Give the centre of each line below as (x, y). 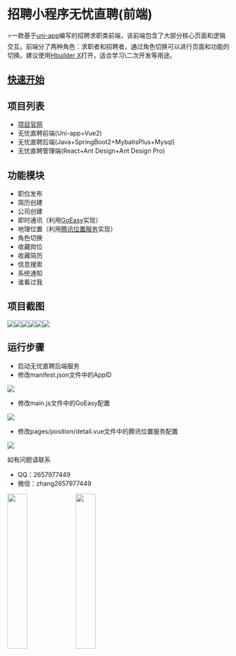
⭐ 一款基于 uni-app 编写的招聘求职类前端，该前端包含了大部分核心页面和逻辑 (117, 35)
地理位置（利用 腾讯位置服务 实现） (67, 229)
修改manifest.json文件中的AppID (64, 375)
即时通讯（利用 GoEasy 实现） (60, 220)
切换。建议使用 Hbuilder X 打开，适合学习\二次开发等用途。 (92, 55)
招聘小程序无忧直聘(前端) (80, 14)
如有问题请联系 (29, 459)
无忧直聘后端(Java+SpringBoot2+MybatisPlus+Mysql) (96, 142)
